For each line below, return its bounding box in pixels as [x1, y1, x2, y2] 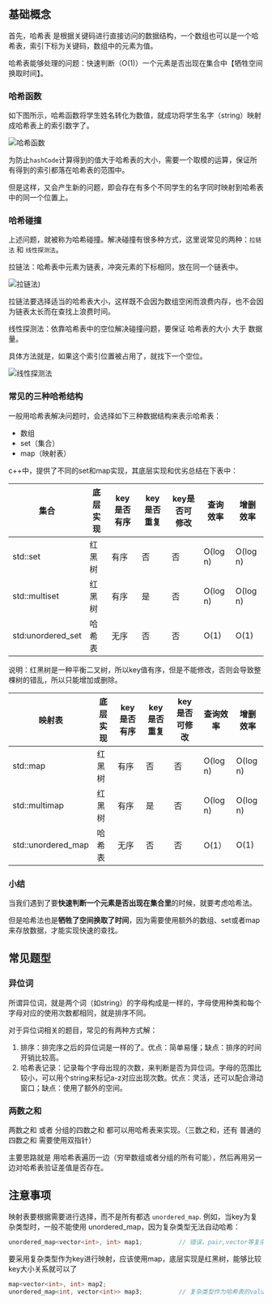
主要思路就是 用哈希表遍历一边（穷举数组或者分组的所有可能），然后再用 [8, 1152, 249, 1162]
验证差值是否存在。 [43, 1162, 108, 1172]
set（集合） [19, 438, 59, 448]
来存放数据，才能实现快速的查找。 [8, 925, 122, 935]
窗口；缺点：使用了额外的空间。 [19, 1083, 127, 1092]
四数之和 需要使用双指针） [8, 1135, 96, 1145]
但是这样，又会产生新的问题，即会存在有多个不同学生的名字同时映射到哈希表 [8, 182, 264, 192]
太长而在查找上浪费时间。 [29, 307, 115, 316]
